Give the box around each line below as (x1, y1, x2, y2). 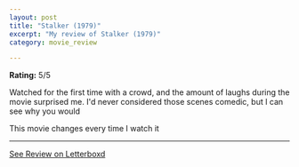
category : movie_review (9, 37, 98, 47)
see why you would (9, 106, 81, 116)
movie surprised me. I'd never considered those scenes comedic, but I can (9, 97, 284, 107)
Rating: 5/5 (9, 70, 52, 81)
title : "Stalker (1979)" (9, 21, 101, 30)
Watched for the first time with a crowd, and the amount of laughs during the (9, 87, 291, 98)
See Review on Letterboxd (9, 148, 106, 160)
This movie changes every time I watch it (9, 123, 160, 134)
